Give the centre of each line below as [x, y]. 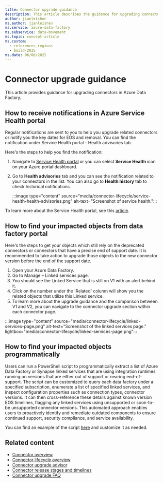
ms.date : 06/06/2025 [26, 55]
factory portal [26, 234]
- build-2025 [23, 50]
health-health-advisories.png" [42, 201]
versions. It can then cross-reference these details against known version [79, 397]
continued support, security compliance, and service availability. [70, 418]
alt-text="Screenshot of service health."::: [115, 201]
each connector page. [34, 311]
